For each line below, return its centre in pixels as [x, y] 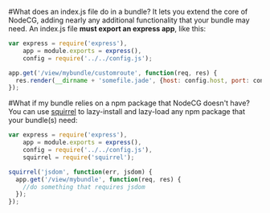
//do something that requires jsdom [84, 187]
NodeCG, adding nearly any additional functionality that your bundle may [129, 20]
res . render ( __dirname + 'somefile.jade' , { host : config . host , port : [133, 80]
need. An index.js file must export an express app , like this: [107, 29]
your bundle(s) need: [43, 121]
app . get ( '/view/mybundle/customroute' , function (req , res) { [113, 73]
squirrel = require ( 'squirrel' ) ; [79, 157]
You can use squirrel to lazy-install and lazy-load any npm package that [127, 112]
